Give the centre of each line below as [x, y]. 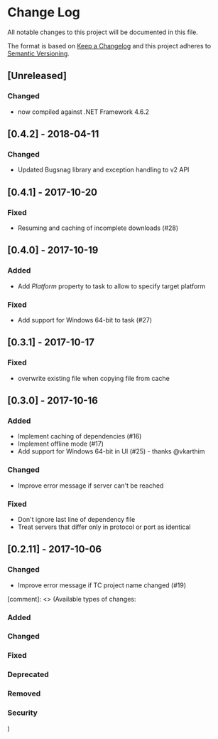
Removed [24, 693]
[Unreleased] [37, 76]
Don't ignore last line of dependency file [76, 519]
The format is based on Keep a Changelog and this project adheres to [109, 46]
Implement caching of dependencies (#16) [80, 436]
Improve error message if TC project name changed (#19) [102, 585]
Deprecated [28, 675]
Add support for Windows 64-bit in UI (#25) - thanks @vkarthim [111, 451]
